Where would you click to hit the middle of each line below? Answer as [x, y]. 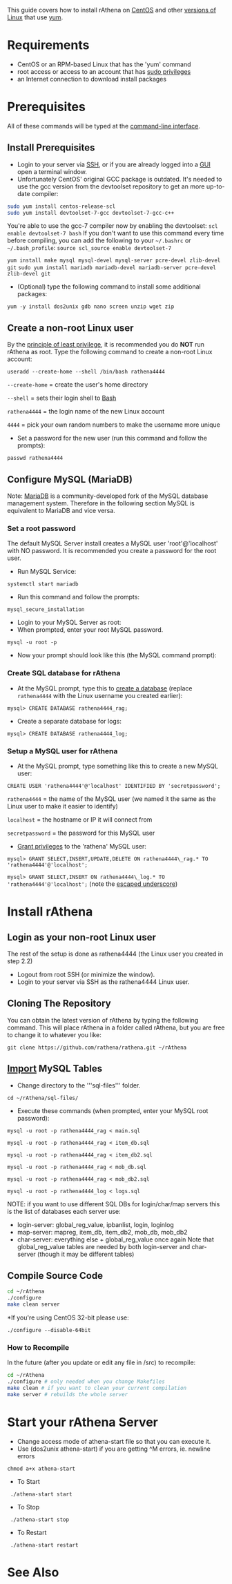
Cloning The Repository [59, 1004]
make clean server [33, 1304]
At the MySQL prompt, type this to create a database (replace [105, 688]
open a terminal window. [52, 171]
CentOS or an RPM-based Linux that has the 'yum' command [104, 64]
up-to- [216, 186]
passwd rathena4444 [35, 458]
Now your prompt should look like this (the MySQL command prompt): [117, 655]
